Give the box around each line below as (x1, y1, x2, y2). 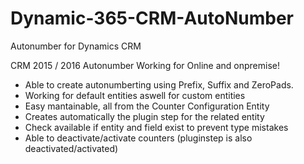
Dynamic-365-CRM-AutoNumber (10, 7, 294, 30)
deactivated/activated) (24, 142, 119, 154)
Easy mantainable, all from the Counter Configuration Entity (24, 100, 270, 112)
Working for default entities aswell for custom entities (24, 89, 246, 101)
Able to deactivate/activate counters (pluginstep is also (24, 132, 253, 144)
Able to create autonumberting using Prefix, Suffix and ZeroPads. (24, 78, 294, 91)
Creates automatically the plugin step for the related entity (24, 110, 265, 122)
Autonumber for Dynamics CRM (10, 40, 142, 52)
